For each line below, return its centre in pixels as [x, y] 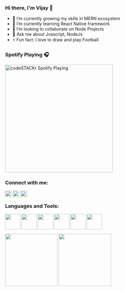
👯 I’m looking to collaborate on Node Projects [58, 29]
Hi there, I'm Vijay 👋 [29, 8]
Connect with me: [27, 183]
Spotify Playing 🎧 [27, 55]
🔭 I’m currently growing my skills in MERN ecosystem [66, 19]
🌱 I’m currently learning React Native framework [61, 24]
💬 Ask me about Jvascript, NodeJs [47, 34]
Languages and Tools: [32, 206]
